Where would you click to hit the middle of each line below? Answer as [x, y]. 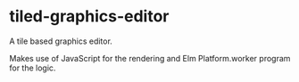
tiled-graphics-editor [89, 16]
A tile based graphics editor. [61, 41]
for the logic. [33, 68]
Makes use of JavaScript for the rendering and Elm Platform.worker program [150, 58]
